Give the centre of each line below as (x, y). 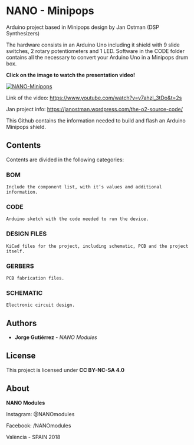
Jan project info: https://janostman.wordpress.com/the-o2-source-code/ (94, 109)
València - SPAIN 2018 (33, 437)
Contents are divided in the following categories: (65, 160)
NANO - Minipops (50, 11)
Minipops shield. (26, 127)
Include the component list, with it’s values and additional (84, 187)
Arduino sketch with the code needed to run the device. (78, 219)
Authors (22, 323)
